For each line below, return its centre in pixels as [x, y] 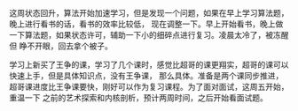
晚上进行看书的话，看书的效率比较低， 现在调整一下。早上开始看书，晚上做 [146, 24]
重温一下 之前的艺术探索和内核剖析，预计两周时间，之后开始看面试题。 [138, 98]
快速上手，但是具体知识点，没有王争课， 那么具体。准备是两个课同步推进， [146, 76]
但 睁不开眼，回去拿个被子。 [61, 46]
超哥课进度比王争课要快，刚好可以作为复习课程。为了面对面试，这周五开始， [149, 87]
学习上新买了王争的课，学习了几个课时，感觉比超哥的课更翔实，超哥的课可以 [149, 65]
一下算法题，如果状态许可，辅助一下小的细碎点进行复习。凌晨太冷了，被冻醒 [149, 35]
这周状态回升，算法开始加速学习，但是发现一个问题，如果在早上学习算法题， [149, 13]
